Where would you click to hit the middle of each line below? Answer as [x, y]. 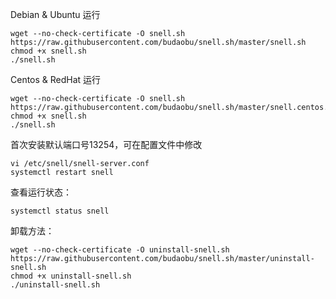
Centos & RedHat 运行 [56, 79]
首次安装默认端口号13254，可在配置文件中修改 [106, 144]
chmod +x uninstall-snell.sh [71, 276]
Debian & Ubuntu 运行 [55, 14]
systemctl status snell [60, 211]
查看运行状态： [41, 192]
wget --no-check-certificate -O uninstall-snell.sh [120, 250]
